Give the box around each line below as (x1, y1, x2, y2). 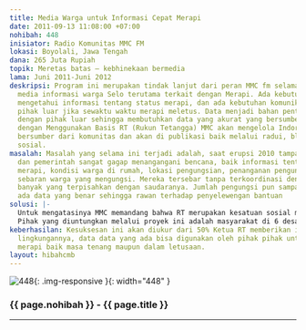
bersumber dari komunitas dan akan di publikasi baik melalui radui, (17, 132, 287, 141)
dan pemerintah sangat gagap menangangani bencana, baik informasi (17, 157, 280, 167)
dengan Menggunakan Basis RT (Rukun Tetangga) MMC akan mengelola (17, 124, 275, 133)
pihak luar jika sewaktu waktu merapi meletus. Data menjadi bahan (17, 107, 280, 116)
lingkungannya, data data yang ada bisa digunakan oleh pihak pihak (17, 233, 283, 242)
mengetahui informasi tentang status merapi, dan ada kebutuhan (17, 98, 267, 108)
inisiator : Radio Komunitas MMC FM (9, 38, 145, 48)
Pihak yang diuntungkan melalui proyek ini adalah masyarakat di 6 (17, 216, 280, 226)
